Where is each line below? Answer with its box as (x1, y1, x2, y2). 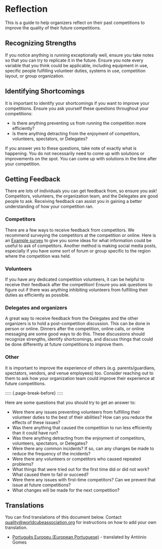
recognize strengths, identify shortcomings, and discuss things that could (5, 336, 153, 342)
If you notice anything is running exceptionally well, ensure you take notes (5, 52, 154, 58)
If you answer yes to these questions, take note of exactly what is (5, 145, 137, 151)
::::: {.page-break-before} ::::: (5, 390, 63, 396)
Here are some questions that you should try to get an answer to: (5, 399, 136, 405)
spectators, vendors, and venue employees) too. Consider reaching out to (5, 370, 154, 376)
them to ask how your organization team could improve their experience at (5, 375, 155, 381)
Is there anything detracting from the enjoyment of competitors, (12, 130, 141, 136)
